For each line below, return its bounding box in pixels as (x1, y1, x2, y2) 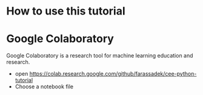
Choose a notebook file (15, 83, 74, 90)
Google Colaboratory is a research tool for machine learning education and (6, 52, 193, 59)
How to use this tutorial (6, 4, 125, 18)
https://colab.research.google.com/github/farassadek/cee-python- (29, 70, 197, 77)
